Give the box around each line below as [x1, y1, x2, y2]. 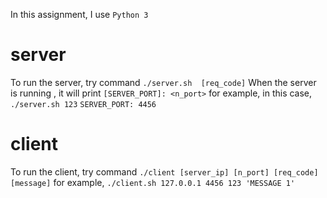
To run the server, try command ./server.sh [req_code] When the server [10, 76, 317, 88]
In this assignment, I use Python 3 [10, 9, 149, 20]
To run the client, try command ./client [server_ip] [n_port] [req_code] [10, 165, 319, 178]
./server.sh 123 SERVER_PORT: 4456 [10, 99, 157, 109]
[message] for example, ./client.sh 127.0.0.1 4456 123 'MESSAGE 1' [10, 176, 296, 188]
